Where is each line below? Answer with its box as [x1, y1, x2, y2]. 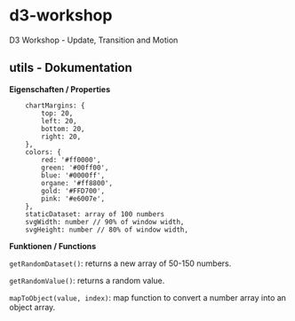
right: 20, [41, 132, 82, 141]
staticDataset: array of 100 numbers [25, 209, 165, 218]
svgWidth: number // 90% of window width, [25, 217, 185, 226]
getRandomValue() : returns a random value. [9, 275, 165, 286]
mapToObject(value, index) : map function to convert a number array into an [9, 292, 287, 302]
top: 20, [41, 108, 74, 118]
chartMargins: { [25, 101, 86, 110]
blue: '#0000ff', [41, 170, 105, 180]
